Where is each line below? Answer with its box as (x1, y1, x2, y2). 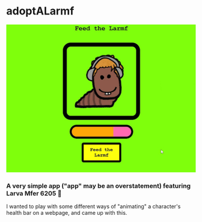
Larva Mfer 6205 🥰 (6, 190, 62, 198)
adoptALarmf (6, 4, 75, 18)
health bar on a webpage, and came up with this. (6, 209, 127, 217)
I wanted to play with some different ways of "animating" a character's (6, 203, 181, 210)
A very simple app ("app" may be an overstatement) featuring (6, 182, 191, 190)
